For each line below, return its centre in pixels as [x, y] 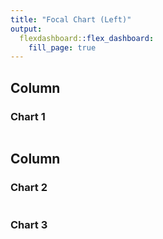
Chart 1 [28, 116]
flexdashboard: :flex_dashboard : [87, 38]
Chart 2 [29, 188]
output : [26, 29]
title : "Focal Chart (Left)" [71, 19]
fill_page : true [62, 47]
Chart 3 [29, 224]
